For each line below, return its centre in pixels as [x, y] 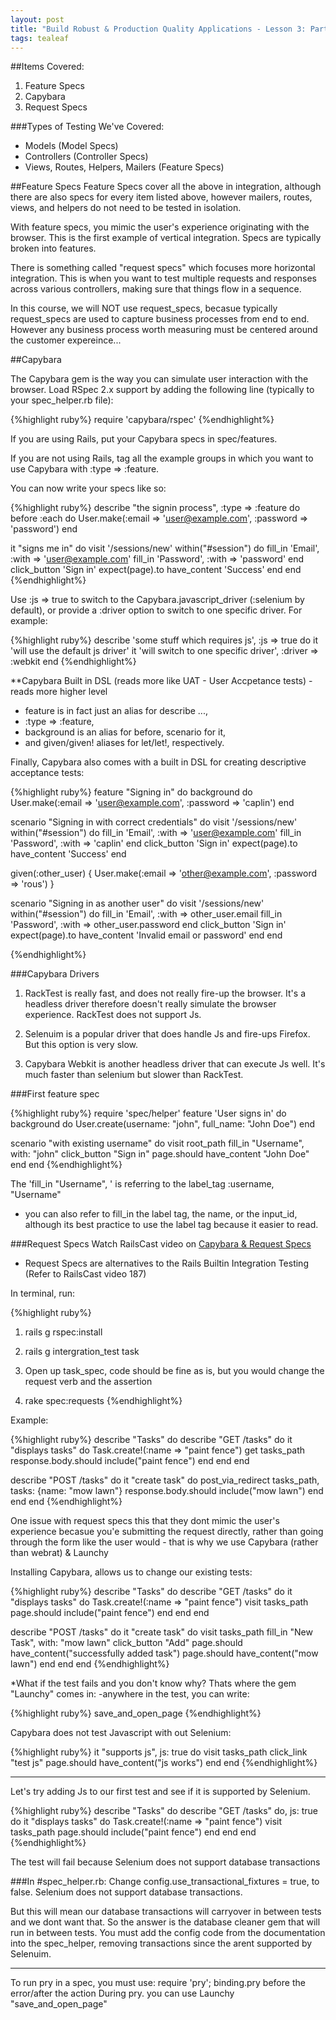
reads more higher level [59, 692]
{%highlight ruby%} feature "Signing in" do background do [131, 792]
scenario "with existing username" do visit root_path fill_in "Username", [157, 1143]
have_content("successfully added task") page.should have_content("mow [164, 1653]
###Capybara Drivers [55, 974]
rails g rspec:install [63, 1332]
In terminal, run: [43, 1293]
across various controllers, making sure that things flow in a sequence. [156, 289]
